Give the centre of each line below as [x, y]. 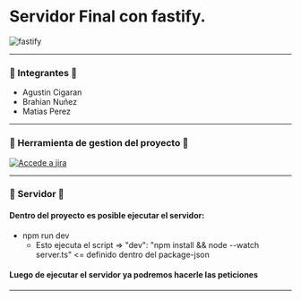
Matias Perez [47, 111]
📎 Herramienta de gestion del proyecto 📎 [99, 143]
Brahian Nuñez [50, 102]
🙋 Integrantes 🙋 [43, 73]
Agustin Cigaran [52, 92]
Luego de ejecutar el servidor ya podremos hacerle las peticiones [133, 275]
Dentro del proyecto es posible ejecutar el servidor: [107, 216]
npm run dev [46, 236]
